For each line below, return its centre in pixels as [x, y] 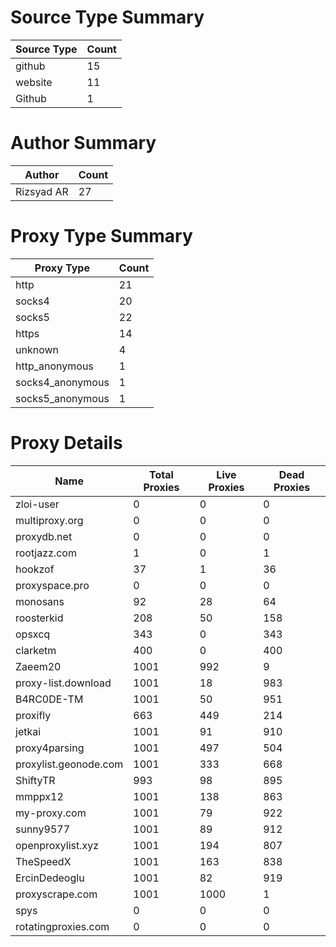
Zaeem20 [38, 666]
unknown [37, 349]
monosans [40, 601]
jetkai [28, 731]
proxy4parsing [50, 748]
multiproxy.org [49, 520]
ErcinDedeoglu [50, 878]
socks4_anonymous [62, 382]
